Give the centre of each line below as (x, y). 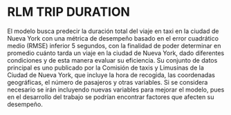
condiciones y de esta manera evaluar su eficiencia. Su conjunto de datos (112, 60)
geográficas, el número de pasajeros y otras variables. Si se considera (108, 82)
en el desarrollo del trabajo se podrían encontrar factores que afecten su (111, 96)
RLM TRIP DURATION (68, 12)
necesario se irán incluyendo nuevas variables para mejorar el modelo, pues (116, 90)
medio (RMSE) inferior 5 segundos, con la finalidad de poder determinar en (114, 45)
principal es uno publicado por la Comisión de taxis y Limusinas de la (105, 67)
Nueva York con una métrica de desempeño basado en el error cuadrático (113, 38)
